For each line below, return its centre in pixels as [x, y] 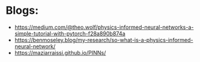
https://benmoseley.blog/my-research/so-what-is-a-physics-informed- [104, 40]
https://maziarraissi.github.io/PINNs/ [60, 52]
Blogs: [22, 11]
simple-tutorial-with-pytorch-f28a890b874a [70, 33]
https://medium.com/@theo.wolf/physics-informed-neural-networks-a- [104, 27]
